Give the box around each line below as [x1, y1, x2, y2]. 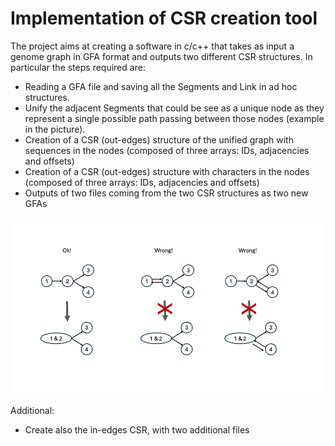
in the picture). [24, 123, 86, 135]
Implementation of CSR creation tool [10, 7, 318, 30]
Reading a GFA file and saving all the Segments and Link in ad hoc [24, 80, 298, 92]
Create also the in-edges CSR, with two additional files [24, 424, 250, 436]
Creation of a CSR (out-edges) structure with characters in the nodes [24, 165, 310, 177]
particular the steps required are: [10, 61, 146, 73]
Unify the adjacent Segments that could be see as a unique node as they [24, 102, 325, 114]
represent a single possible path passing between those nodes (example [24, 112, 325, 124]
